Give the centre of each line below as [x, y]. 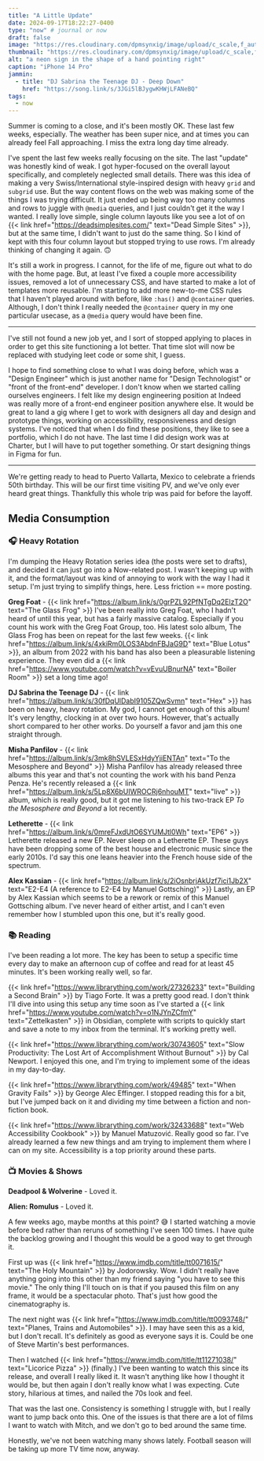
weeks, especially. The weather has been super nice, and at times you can [129, 134]
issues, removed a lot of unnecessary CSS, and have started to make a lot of [132, 282]
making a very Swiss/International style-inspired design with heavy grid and [132, 183]
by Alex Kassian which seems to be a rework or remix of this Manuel [119, 897]
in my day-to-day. [37, 1070]
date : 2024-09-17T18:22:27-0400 [61, 23]
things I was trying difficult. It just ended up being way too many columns [127, 200]
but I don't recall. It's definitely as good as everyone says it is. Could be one [131, 1336]
